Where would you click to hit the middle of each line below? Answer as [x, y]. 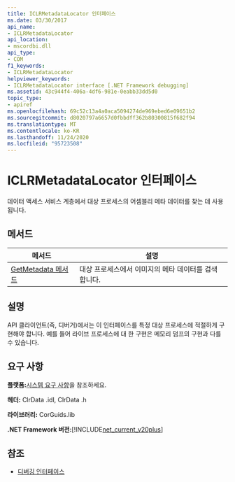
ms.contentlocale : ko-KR [43, 131]
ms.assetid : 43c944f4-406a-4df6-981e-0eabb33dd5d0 [83, 92]
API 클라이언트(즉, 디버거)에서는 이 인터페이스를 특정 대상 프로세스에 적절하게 [113, 325]
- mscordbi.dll [29, 46]
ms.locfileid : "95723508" [45, 144]
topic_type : [24, 99]
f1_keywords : [26, 66]
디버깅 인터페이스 [41, 472]
